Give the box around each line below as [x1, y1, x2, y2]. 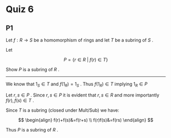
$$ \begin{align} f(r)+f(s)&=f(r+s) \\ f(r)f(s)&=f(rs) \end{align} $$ [18, 117, 154, 123]
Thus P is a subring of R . [6, 126, 58, 132]
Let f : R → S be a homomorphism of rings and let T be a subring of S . [6, 37, 154, 43]
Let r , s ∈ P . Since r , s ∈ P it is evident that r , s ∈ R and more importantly [6, 92, 159, 98]
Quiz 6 [6, 4, 34, 15]
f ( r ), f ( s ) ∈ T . [6, 97, 35, 103]
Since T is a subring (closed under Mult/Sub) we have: [6, 107, 120, 113]
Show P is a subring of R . [6, 67, 60, 72]
